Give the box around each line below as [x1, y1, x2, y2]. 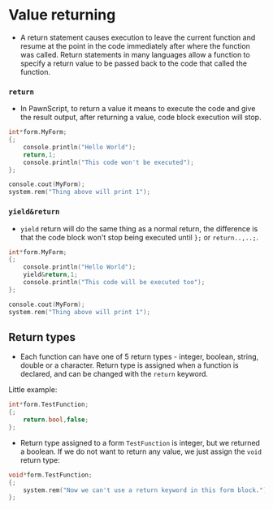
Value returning [8, 6, 116, 24]
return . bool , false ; [23, 416, 89, 424]
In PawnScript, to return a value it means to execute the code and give [19, 104, 256, 114]
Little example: [8, 385, 58, 395]
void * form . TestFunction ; [8, 471, 93, 479]
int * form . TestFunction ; [8, 400, 89, 409]
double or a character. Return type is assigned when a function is [19, 360, 239, 370]
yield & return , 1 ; [23, 270, 79, 279]
